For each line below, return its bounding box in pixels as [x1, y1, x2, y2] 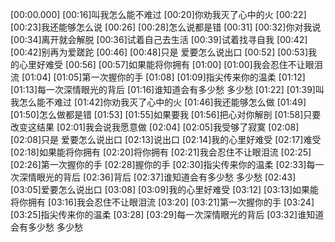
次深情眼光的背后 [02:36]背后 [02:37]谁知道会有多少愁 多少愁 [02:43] [10, 171, 297, 183]
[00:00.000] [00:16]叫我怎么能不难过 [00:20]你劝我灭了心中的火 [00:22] [10, 9, 307, 20]
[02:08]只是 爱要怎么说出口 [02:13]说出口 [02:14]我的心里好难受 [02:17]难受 [10, 134, 322, 145]
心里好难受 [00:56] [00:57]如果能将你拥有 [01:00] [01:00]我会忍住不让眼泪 [18, 59, 323, 70]
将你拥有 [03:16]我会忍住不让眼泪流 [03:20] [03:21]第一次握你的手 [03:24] [10, 196, 315, 208]
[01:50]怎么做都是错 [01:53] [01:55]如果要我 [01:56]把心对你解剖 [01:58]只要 [10, 109, 322, 120]
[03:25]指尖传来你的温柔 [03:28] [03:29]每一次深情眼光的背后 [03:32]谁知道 [10, 209, 325, 220]
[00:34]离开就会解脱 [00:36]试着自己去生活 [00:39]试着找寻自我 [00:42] [10, 34, 308, 45]
